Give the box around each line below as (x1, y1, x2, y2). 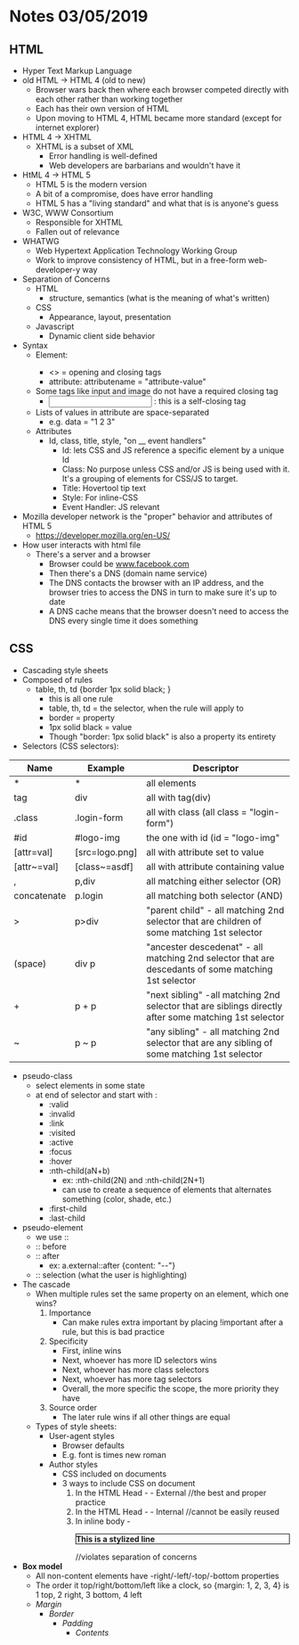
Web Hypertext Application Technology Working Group (35, 245, 238, 256)
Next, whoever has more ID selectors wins (61, 1354, 218, 1365)
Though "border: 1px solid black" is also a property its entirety (48, 731, 277, 742)
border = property (48, 711, 116, 723)
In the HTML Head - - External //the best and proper (75, 1487, 267, 1498)
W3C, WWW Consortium (21, 208, 114, 218)
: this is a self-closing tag (154, 396, 246, 407)
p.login (74, 889, 104, 901)
